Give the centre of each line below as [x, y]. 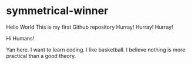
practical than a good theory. [41, 56]
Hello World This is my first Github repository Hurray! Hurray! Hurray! [90, 27]
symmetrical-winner [57, 11]
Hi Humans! [20, 38]
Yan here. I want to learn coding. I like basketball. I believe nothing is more [96, 49]
